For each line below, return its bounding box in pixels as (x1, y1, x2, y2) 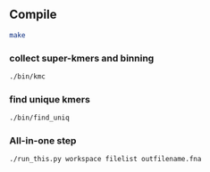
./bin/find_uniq (9, 113, 70, 123)
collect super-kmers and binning (9, 52, 155, 64)
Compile (9, 7, 57, 22)
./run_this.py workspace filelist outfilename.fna (9, 155, 202, 164)
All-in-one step (9, 134, 77, 146)
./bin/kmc (9, 71, 46, 81)
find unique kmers (9, 93, 91, 105)
